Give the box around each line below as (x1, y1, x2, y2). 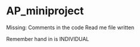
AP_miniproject (6, 4, 85, 18)
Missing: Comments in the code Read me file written (6, 24, 135, 31)
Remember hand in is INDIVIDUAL (6, 35, 89, 42)
